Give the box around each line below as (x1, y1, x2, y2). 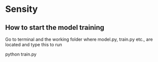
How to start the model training (5, 23, 104, 32)
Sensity (5, 3, 38, 15)
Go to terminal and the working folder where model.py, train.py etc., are (5, 36, 153, 42)
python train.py (5, 51, 37, 57)
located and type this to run (5, 42, 63, 48)
